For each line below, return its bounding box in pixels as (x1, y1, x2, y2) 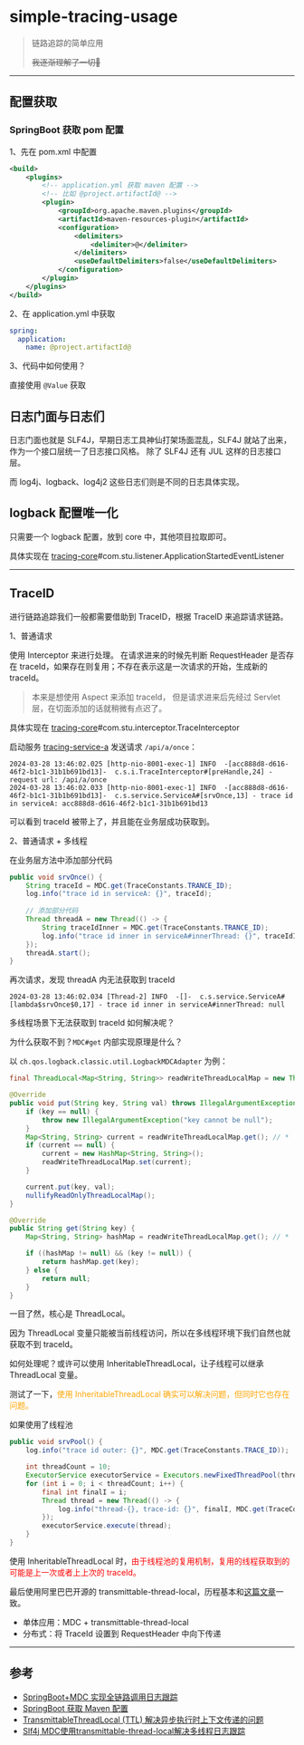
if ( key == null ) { (25, 1107, 100, 1116)
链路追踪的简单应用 (31, 37, 104, 48)
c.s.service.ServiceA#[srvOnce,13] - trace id (114, 791, 294, 800)
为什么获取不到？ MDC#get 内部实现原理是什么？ (9, 1036, 184, 1047)
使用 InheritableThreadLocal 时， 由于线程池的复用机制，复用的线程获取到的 (9, 1556, 290, 1567)
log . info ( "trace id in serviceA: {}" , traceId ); (25, 890, 213, 899)
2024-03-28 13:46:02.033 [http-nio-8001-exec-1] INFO (9, 783, 217, 792)
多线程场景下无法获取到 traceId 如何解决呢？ (9, 1017, 176, 1028)
